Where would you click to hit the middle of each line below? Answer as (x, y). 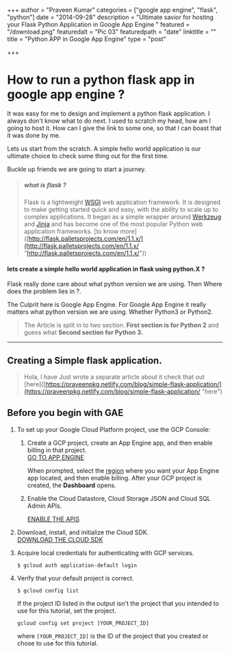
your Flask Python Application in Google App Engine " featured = (99, 24)
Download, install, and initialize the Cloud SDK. (83, 532)
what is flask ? (45, 185)
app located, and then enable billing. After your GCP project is (114, 478)
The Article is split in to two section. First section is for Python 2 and (121, 325)
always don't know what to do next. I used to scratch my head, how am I (109, 121)
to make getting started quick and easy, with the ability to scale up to (121, 209)
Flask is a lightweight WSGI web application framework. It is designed (122, 202)
